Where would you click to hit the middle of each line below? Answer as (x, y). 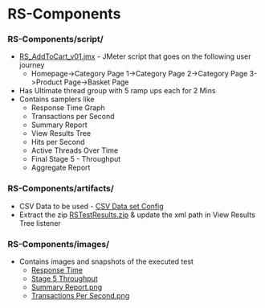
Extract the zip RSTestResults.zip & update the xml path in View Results (137, 215)
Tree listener (40, 223)
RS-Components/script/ (55, 39)
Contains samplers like (57, 99)
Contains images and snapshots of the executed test (106, 261)
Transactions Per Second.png (80, 296)
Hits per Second (58, 142)
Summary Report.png (67, 287)
